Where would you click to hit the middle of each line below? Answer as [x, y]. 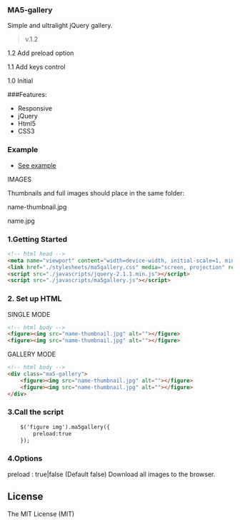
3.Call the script [36, 412]
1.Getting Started [37, 239]
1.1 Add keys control [36, 67]
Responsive [35, 109]
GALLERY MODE [32, 354]
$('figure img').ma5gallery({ [65, 427]
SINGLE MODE [29, 314]
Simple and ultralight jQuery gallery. [60, 26]
